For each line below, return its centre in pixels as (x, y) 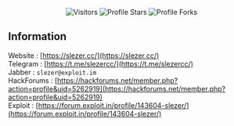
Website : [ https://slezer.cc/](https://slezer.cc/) (84, 56)
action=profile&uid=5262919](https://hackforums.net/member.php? (117, 88)
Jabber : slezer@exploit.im (52, 72)
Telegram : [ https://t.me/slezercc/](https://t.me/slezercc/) (101, 63)
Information (38, 36)
